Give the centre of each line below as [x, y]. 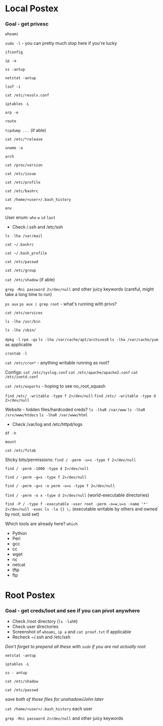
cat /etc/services [24, 313]
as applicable [19, 345]
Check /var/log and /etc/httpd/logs [47, 425]
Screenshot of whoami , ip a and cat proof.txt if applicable [72, 631]
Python [19, 533]
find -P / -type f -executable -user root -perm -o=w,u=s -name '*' [77, 504]
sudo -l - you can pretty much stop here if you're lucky [61, 43]
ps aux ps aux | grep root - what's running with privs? [61, 304]
